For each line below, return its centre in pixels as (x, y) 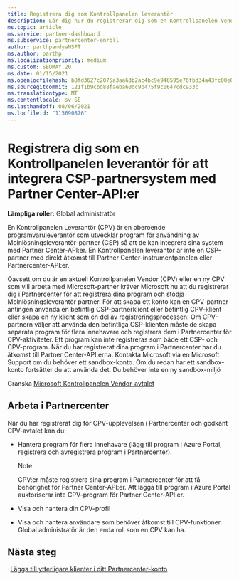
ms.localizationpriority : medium (57, 60)
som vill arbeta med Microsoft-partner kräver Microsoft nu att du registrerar (118, 286)
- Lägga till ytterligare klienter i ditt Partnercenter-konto (87, 569)
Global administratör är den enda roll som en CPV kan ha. (102, 529)
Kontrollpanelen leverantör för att (108, 163)
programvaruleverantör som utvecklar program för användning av (103, 235)
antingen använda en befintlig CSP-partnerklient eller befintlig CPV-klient (115, 309)
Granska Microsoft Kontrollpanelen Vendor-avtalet (81, 383)
